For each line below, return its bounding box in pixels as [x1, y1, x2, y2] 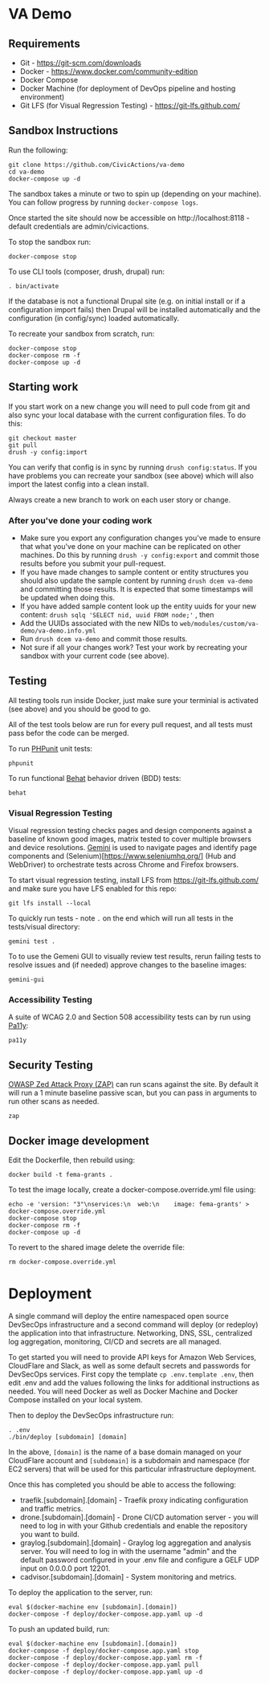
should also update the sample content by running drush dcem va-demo [19, 576, 253, 585]
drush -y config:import [8, 448, 88, 456]
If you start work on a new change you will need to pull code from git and [8, 401, 251, 411]
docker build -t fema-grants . [8, 1170, 113, 1178]
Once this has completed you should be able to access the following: [8, 1479, 237, 1489]
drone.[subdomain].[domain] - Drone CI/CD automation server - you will [19, 1512, 259, 1522]
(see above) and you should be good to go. [8, 704, 151, 714]
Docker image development [8, 1133, 150, 1148]
